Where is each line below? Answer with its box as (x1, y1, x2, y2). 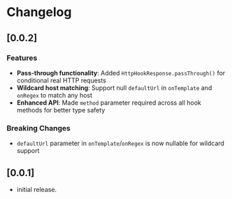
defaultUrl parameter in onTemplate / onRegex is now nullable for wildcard (16, 139, 225, 147)
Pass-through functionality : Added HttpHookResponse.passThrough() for (16, 68, 226, 77)
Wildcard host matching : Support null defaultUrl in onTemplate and (16, 83, 212, 91)
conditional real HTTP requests (16, 76, 106, 84)
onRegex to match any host (16, 91, 92, 99)
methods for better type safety (16, 105, 106, 114)
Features (6, 53, 38, 63)
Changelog (6, 4, 72, 20)
